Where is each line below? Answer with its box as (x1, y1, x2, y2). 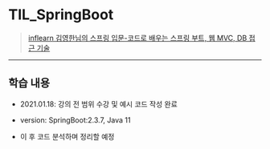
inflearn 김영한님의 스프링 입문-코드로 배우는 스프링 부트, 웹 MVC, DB (27, 33, 247, 42)
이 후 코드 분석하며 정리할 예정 (19, 131, 115, 141)
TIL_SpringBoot (8, 6, 114, 24)
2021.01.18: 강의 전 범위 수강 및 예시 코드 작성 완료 (19, 99, 178, 109)
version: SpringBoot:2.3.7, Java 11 (19, 115, 131, 125)
